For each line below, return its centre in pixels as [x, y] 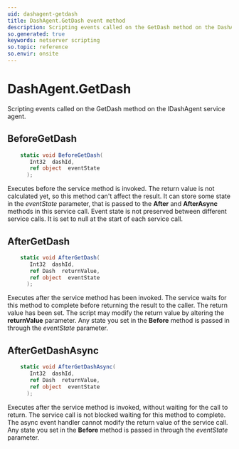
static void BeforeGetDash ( [62, 155]
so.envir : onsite [33, 54]
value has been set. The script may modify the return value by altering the [116, 313]
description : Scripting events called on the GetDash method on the [111, 27]
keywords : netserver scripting [54, 41]
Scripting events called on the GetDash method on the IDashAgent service [116, 108]
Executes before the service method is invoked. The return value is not [111, 189]
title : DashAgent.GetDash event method [67, 21]
